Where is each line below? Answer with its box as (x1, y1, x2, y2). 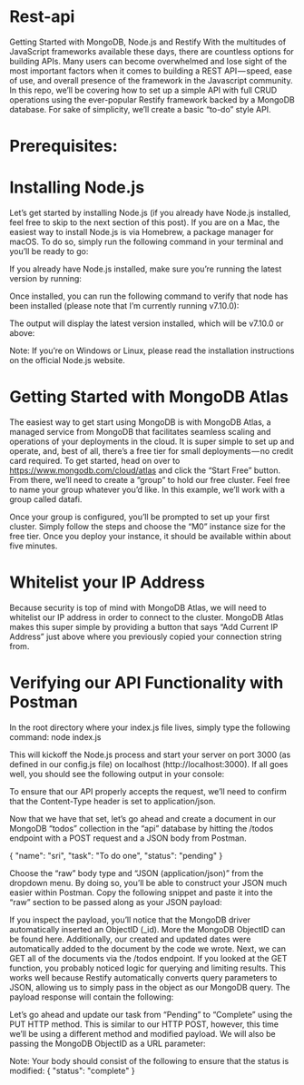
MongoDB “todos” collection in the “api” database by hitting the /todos (9, 823, 274, 833)
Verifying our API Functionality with (9, 673, 284, 694)
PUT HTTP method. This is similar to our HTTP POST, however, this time (9, 1019, 279, 1030)
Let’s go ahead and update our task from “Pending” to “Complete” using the (9, 1009, 293, 1020)
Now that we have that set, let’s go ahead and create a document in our (9, 813, 277, 824)
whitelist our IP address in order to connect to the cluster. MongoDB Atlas (9, 611, 284, 623)
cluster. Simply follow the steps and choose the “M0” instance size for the (9, 521, 286, 532)
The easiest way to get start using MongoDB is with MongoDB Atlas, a (9, 417, 271, 428)
